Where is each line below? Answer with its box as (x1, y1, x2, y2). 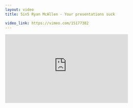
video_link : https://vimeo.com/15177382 (5, 21, 89, 26)
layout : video (5, 7, 34, 12)
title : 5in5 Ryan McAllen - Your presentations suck (5, 12, 115, 17)
